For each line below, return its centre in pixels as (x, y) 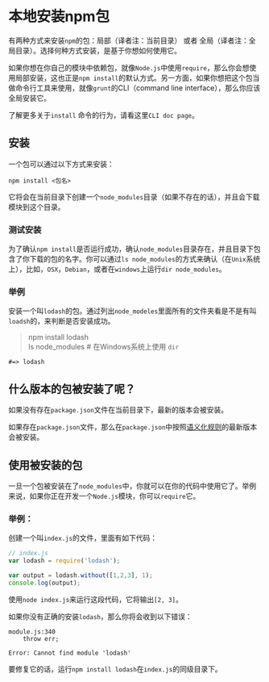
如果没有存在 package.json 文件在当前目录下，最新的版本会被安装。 (118, 410)
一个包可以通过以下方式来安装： (61, 164)
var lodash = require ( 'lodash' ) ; (64, 561)
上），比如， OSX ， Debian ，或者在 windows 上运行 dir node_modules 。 (118, 269)
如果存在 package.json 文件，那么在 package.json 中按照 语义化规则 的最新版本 (133, 427)
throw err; (41, 638)
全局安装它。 (29, 98)
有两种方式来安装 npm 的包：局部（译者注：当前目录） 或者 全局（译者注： (129, 40)
